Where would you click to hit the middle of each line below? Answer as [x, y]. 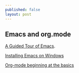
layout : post [18, 14]
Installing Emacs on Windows [35, 56]
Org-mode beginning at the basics [39, 65]
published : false [23, 10]
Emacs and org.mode [38, 34]
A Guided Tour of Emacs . [30, 46]
